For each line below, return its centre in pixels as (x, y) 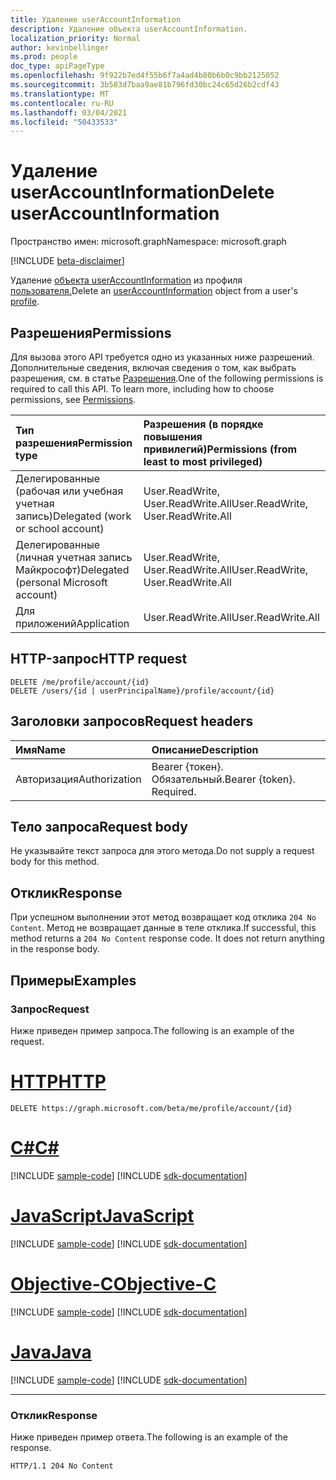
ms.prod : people (44, 57)
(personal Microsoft (61, 582)
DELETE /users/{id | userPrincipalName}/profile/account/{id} (142, 691)
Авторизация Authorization (78, 779)
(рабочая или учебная (69, 491)
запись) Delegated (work (73, 516)
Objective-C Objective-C (113, 1283)
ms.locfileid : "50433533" (64, 122)
